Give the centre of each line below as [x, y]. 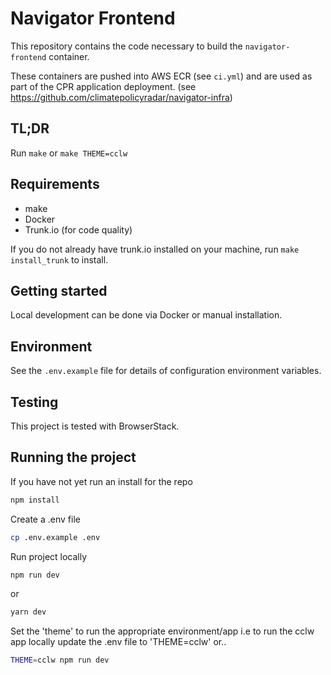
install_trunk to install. [59, 259]
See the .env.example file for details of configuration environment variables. [166, 371]
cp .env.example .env [55, 537]
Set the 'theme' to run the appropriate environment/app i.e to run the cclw [162, 631]
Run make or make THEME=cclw [69, 153]
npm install [35, 500]
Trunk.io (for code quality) [78, 229]
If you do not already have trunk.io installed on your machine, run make [155, 249]
